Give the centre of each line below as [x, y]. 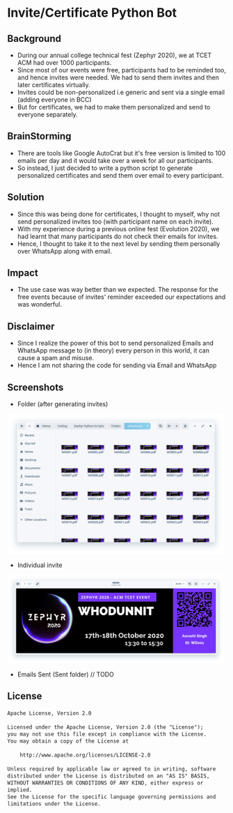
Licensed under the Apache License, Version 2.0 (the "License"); [105, 727]
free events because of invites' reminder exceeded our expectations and [121, 297]
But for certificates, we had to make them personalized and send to [114, 107]
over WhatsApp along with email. [65, 251]
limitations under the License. [54, 804]
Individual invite [40, 565]
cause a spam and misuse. [56, 358]
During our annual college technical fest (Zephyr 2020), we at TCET [114, 55]
